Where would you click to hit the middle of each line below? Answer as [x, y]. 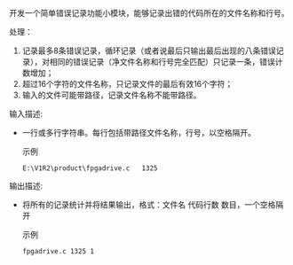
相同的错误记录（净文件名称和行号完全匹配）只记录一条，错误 [162, 62]
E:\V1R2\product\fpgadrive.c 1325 [90, 168]
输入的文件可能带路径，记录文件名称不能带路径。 [111, 95]
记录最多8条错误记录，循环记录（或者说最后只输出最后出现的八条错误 [149, 51]
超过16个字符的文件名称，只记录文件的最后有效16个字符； [127, 84]
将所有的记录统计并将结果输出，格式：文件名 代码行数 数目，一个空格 [149, 205]
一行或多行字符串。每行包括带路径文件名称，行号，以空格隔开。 [139, 132]
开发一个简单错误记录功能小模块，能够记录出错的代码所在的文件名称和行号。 [149, 13]
